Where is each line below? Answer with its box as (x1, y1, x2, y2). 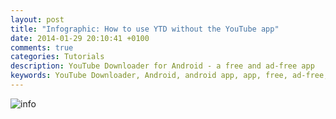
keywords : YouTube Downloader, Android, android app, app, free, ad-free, (10, 71, 329, 81)
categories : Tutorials (10, 52, 105, 62)
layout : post (10, 14, 65, 25)
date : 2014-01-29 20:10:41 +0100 (10, 33, 150, 43)
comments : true (10, 42, 74, 53)
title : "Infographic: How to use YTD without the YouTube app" (10, 24, 280, 34)
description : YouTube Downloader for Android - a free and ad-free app (10, 61, 315, 71)
